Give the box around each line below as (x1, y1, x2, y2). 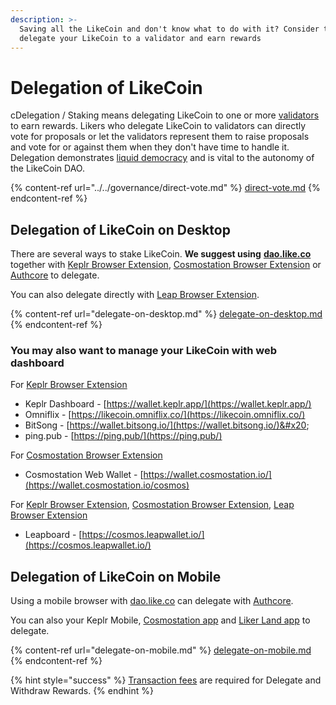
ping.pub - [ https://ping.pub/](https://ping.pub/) (24, 430, 223, 442)
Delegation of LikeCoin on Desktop (10, 221, 231, 238)
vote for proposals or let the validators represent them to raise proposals (10, 131, 310, 143)
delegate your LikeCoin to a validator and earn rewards (19, 33, 262, 43)
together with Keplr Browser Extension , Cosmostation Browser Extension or (10, 259, 322, 271)
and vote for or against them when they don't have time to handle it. (10, 141, 290, 153)
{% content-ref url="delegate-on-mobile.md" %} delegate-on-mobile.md (10, 644, 312, 656)
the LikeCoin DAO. (10, 162, 85, 175)
